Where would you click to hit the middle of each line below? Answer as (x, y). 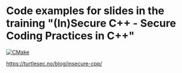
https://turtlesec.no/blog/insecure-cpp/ (54, 64)
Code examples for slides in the (85, 11)
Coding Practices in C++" (70, 36)
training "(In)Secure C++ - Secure (91, 23)
